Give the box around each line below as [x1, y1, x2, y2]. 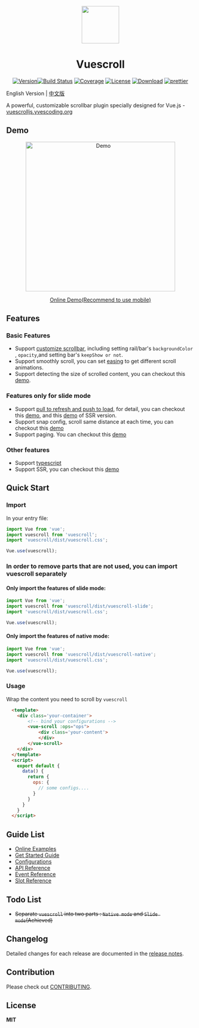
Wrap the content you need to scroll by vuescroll [6, 695, 128, 702]
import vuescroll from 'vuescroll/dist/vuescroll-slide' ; [6, 603, 154, 610]
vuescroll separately [6, 570, 68, 578]
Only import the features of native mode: [6, 632, 109, 640]
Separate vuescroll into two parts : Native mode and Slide [14, 910, 158, 917]
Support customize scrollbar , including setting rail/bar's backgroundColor [14, 345, 193, 352]
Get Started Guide [14, 851, 60, 859]
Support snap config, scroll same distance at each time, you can [14, 418, 174, 425]
